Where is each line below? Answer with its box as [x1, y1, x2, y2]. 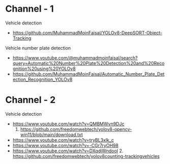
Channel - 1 [5, 3, 54, 15]
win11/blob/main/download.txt [20, 132, 83, 138]
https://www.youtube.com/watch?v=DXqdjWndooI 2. [12, 148, 124, 154]
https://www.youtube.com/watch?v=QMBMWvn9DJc [12, 120, 125, 127]
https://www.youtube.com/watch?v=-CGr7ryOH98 [12, 142, 119, 148]
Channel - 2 [5, 94, 56, 106]
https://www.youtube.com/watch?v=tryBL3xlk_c [12, 137, 114, 143]
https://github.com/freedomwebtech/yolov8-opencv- [20, 126, 132, 132]
